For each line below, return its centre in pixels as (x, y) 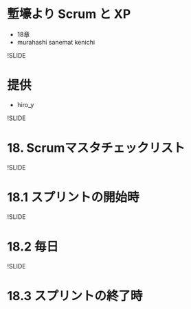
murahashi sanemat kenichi (56, 42)
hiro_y (25, 104)
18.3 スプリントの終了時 (75, 296)
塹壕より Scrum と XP (69, 14)
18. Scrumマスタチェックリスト (96, 148)
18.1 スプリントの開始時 (73, 197)
